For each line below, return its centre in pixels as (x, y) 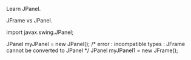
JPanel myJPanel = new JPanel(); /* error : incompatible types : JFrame (96, 44)
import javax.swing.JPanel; (40, 32)
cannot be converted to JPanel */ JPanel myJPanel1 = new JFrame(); (92, 50)
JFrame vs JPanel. (29, 20)
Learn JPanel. (24, 9)
